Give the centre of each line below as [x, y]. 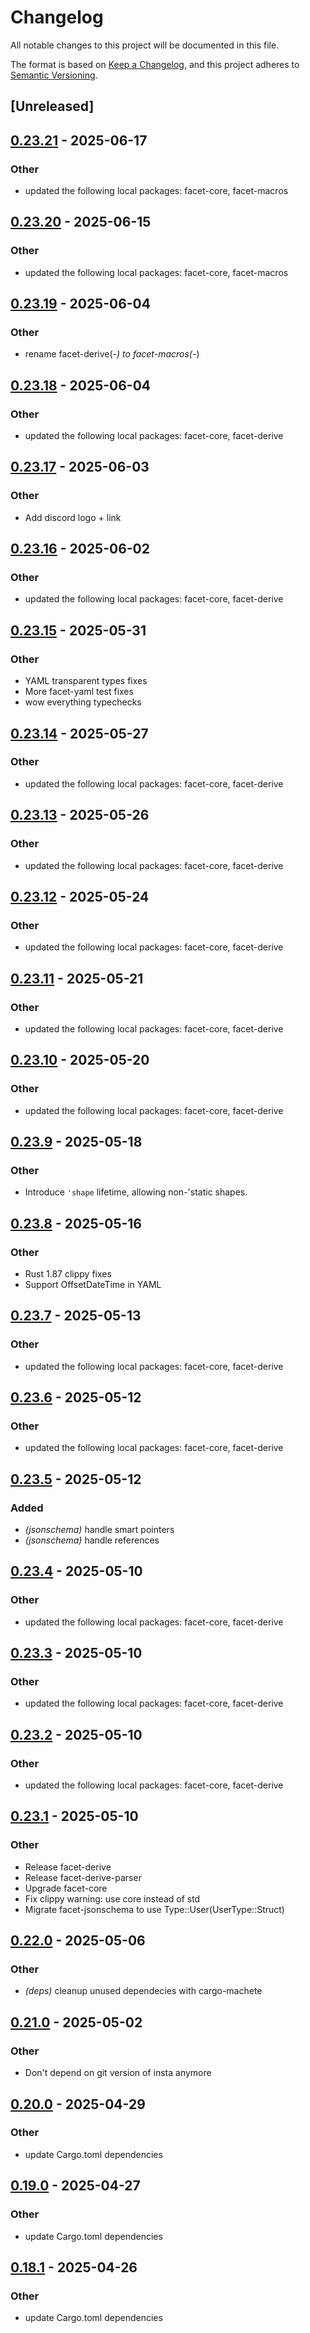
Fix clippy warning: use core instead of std [112, 1898]
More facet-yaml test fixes [79, 692]
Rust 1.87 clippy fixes [68, 1273]
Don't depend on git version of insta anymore [118, 2073]
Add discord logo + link [73, 517]
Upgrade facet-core [66, 1888]
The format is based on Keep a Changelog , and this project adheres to [155, 64]
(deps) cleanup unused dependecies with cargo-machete [143, 1991]
